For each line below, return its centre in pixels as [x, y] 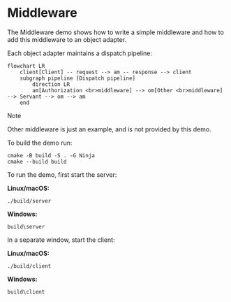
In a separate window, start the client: [61, 240]
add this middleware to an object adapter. [67, 39]
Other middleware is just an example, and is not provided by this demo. [109, 129]
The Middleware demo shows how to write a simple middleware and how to [116, 32]
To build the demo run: [40, 143]
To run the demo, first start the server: [62, 174]
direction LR [51, 84]
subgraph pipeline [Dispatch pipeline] [78, 78]
